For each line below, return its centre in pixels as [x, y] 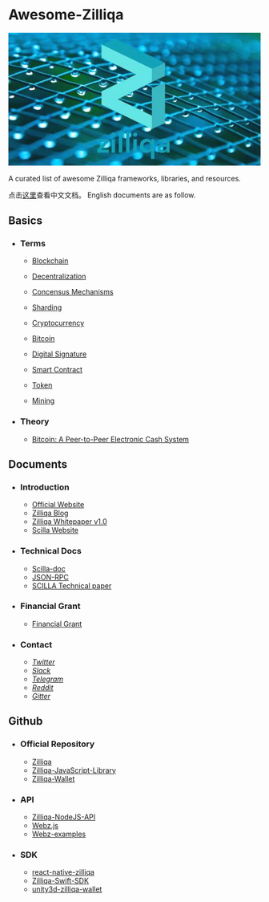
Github [26, 721]
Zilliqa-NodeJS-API [64, 817]
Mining [43, 401]
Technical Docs [50, 551]
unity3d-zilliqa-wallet [67, 889]
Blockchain [50, 261]
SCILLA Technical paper [72, 585]
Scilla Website [55, 530]
